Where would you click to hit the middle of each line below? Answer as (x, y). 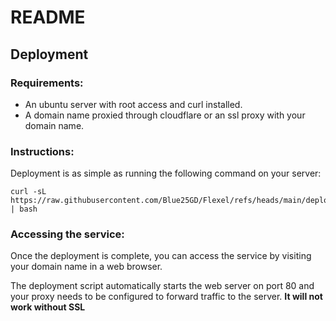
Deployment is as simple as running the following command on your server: (166, 173)
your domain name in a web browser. (86, 267)
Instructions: (42, 151)
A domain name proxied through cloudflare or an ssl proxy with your (165, 115)
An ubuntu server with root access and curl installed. (133, 104)
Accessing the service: (67, 234)
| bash (24, 209)
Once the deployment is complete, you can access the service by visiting (161, 256)
